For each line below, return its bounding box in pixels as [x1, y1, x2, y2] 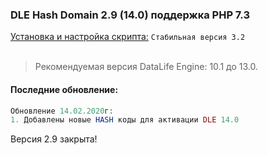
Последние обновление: [10, 83, 119, 95]
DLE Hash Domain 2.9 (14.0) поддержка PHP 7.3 [10, 8, 250, 22]
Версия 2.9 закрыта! [10, 133, 98, 145]
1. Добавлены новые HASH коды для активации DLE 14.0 [10, 115, 240, 125]
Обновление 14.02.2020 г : [10, 106, 114, 116]
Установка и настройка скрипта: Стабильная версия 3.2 [10, 31, 246, 43]
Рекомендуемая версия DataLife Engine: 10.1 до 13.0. [34, 61, 258, 73]
